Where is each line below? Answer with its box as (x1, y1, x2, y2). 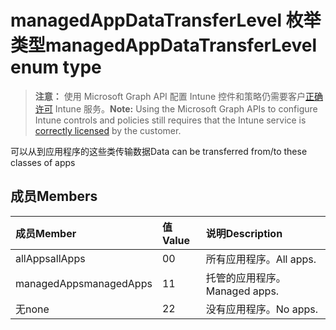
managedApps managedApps (15, 276, 153, 290)
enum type (10, 56, 102, 79)
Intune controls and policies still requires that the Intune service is (34, 114, 307, 126)
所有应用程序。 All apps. (205, 252, 317, 266)
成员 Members (10, 188, 98, 205)
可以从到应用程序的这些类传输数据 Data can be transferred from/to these (10, 145, 308, 157)
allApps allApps (15, 251, 86, 265)
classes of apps (10, 156, 76, 168)
